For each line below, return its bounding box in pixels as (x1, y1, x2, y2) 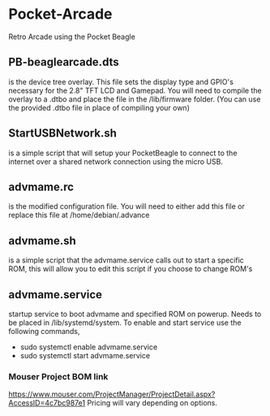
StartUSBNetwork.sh (8, 127, 118, 141)
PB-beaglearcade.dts (8, 55, 119, 69)
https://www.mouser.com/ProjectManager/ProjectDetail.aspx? (8, 389, 216, 399)
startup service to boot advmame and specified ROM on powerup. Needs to (8, 310, 262, 318)
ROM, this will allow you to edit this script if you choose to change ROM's (8, 264, 253, 274)
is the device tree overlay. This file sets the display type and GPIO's (8, 76, 234, 86)
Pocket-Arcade (8, 5, 113, 24)
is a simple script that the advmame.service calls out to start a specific (8, 255, 245, 265)
